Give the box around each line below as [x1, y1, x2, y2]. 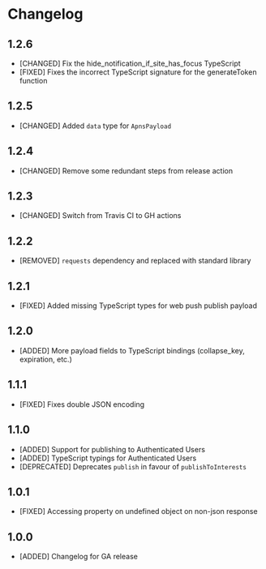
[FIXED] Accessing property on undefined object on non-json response [19, 507, 258, 516]
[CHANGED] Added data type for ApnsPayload [19, 121, 172, 130]
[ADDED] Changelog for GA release [19, 552, 139, 562]
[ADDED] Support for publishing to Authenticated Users [19, 444, 206, 454]
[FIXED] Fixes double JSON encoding [19, 399, 145, 409]
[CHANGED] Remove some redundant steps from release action [19, 165, 233, 175]
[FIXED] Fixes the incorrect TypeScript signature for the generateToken [19, 67, 257, 77]
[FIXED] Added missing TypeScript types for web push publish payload [19, 301, 257, 310]
